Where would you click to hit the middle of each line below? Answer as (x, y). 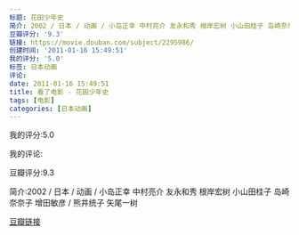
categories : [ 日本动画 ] (50, 109)
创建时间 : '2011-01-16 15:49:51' (69, 51)
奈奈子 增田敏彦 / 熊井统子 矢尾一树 (73, 203)
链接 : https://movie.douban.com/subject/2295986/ (101, 42)
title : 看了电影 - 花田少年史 (59, 92)
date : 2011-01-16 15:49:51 (59, 84)
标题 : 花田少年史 (36, 17)
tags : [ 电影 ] (32, 100)
